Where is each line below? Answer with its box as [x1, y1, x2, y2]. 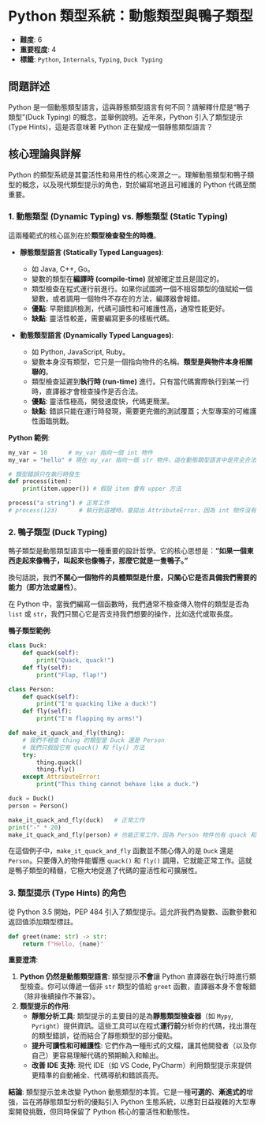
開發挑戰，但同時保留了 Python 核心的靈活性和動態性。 [14, 1107, 195, 1117]
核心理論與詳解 [8, 148, 81, 161]
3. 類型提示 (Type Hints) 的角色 [8, 887, 127, 898]
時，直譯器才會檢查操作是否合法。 [31, 386, 143, 395]
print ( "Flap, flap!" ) [36, 671, 108, 679]
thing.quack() [36, 759, 83, 766]
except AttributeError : [22, 773, 101, 781]
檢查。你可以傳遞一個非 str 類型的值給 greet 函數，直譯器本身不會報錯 [26, 982, 256, 991]
